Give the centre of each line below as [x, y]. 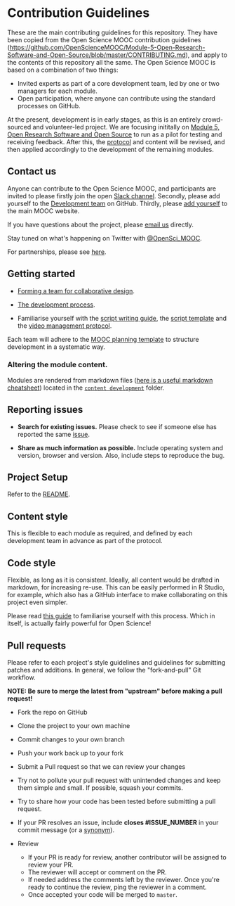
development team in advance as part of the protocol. [85, 541]
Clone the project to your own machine [74, 725]
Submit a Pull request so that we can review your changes [101, 766]
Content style [38, 516]
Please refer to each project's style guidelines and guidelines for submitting [116, 662]
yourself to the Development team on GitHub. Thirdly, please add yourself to [117, 203]
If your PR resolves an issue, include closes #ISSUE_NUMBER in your [118, 822]
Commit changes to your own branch [71, 739]
